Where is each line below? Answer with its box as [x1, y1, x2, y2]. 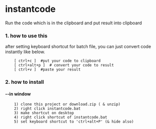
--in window [5, 91, 31, 97]
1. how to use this [5, 32, 48, 39]
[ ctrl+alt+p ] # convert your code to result [14, 63, 114, 68]
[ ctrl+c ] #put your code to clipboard [14, 59, 101, 64]
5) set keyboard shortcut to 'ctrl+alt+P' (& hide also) [14, 119, 134, 125]
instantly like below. [5, 49, 46, 55]
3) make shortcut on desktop [14, 111, 74, 116]
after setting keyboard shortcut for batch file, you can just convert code [5, 44, 151, 50]
